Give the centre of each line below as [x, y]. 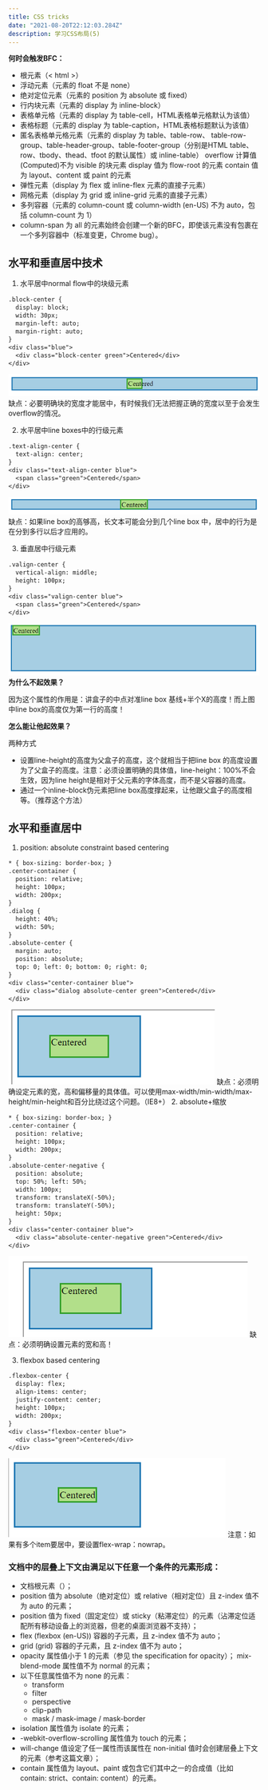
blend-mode [40, 1666]
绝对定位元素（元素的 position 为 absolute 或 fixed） [105, 95]
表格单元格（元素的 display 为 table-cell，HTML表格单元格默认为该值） [137, 115]
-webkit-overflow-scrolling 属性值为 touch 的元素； [104, 1738]
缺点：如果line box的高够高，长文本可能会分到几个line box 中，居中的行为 [129, 522]
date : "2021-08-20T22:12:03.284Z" [66, 25]
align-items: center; [51, 1391]
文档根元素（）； [46, 1586]
